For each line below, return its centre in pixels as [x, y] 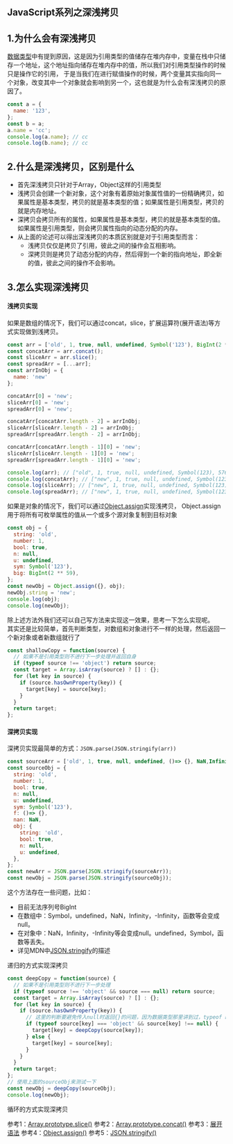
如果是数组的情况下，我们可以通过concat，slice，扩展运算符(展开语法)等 [111, 323]
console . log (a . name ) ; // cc [48, 137]
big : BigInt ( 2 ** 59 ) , [46, 573]
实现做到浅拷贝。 [37, 331]
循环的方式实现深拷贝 [37, 1109]
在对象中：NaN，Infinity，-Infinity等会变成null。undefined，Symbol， [117, 933]
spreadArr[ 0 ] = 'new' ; [40, 409]
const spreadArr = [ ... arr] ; [49, 364]
